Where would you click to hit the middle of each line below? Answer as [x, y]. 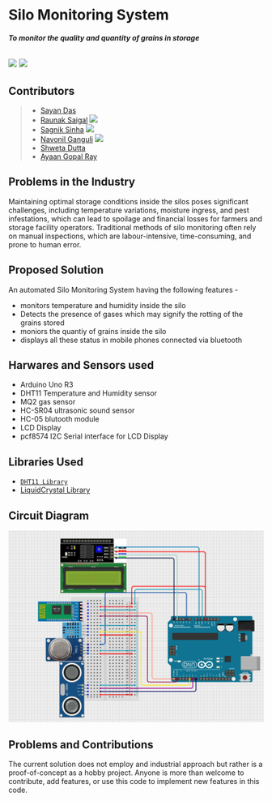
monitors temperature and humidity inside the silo [103, 305]
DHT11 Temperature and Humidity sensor [89, 393]
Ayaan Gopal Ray [69, 156]
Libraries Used [46, 462]
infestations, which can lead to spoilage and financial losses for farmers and [136, 218]
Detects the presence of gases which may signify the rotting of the [132, 314]
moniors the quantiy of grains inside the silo [93, 331]
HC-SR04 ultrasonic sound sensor [77, 410]
